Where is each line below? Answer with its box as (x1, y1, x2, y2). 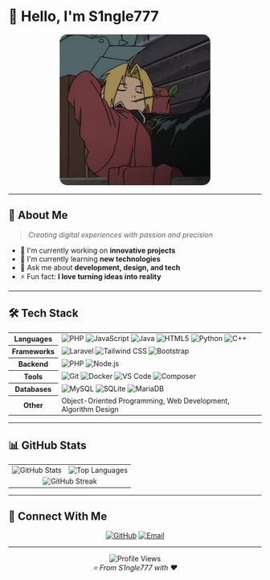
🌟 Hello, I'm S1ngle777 (8, 7, 159, 26)
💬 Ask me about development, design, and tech (19, 262, 181, 272)
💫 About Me (8, 208, 68, 222)
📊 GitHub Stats (8, 438, 87, 452)
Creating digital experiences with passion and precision (27, 229, 213, 240)
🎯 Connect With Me (8, 510, 108, 524)
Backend (18, 360, 48, 369)
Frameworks (11, 347, 55, 356)
